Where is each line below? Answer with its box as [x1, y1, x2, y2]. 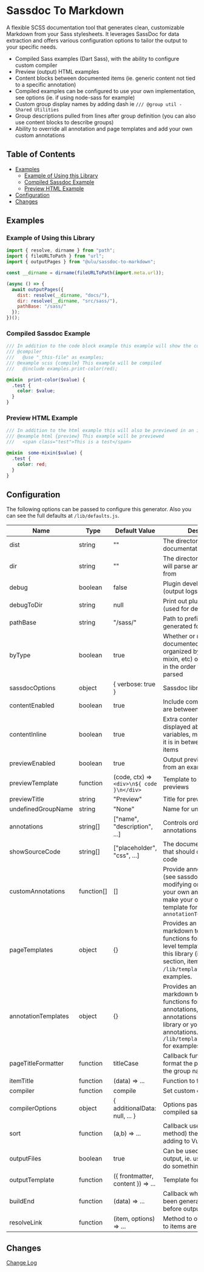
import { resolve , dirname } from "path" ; [6, 247, 115, 253]
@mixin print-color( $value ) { [6, 376, 86, 383]
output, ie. [163, 1154, 192, 1163]
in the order [163, 662, 196, 671]
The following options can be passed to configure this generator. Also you [6, 506, 192, 513]
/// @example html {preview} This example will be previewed [6, 433, 165, 439]
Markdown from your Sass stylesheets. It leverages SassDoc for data [6, 30, 180, 37]
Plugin [163, 579, 181, 588]
